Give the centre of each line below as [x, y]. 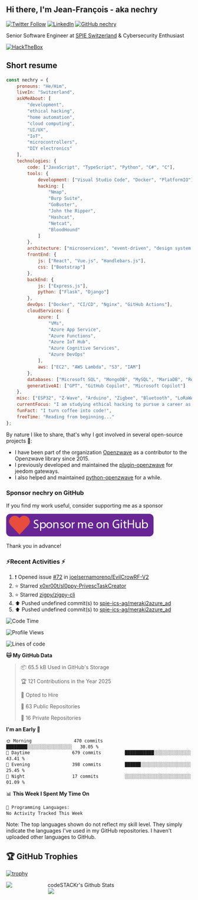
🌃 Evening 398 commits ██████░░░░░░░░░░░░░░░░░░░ [99, 765]
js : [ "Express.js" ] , [63, 286]
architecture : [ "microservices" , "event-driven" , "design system [109, 249]
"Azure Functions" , [72, 336]
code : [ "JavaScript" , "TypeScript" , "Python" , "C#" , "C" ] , [101, 167]
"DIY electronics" [50, 149]
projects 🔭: [19, 441]
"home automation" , [51, 117]
